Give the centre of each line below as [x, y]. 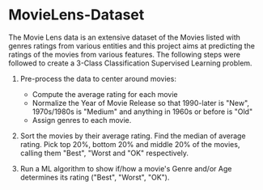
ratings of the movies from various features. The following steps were [125, 54]
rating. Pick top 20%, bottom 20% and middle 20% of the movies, [130, 144]
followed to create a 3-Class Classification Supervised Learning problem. [130, 63]
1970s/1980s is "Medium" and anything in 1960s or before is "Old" [142, 112]
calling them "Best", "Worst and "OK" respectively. [104, 153]
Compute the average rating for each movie [105, 94]
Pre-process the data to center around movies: [98, 78]
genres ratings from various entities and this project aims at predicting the [132, 45]
